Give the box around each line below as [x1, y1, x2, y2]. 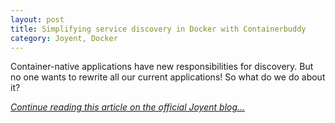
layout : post [10, 14, 65, 25]
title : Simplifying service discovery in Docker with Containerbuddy [10, 24, 307, 34]
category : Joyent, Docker [10, 33, 118, 43]
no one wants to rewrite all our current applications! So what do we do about [10, 71, 326, 83]
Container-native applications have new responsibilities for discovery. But [10, 61, 314, 73]
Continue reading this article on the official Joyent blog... [10, 101, 246, 113]
